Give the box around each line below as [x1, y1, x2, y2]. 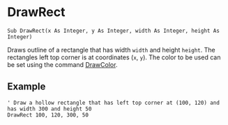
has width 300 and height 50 [7, 105, 92, 112]
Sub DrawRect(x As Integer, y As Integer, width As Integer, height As [7, 27, 220, 34]
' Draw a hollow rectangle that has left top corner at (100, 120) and [7, 99, 220, 106]
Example [7, 81, 46, 93]
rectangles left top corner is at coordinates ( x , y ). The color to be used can [7, 53, 221, 61]
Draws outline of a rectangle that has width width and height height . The [7, 45, 215, 54]
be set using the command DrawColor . [7, 60, 118, 68]
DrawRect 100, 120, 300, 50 [7, 111, 89, 119]
